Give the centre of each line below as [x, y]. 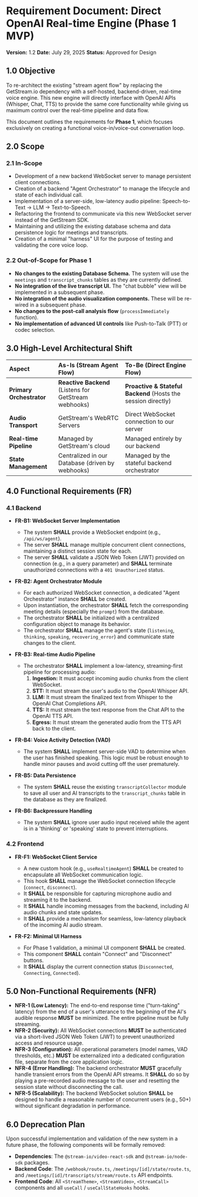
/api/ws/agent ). [42, 539]
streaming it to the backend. [57, 899]
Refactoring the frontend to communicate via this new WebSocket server [103, 214]
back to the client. [54, 729]
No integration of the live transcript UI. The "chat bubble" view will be [100, 286]
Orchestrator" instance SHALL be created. [75, 599]
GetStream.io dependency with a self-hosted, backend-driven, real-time [94, 91]
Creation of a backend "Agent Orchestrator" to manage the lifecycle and [102, 189]
